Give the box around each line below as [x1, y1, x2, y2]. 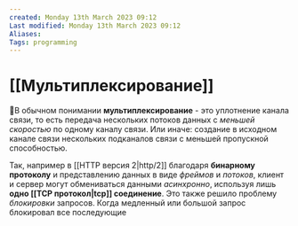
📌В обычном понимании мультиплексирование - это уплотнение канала [9, 105, 289, 116]
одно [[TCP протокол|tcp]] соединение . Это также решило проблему [9, 188, 278, 199]
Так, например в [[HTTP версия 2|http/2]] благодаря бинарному [9, 160, 255, 171]
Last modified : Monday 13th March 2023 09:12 [9, 21, 181, 30]
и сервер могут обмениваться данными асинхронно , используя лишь [9, 179, 277, 190]
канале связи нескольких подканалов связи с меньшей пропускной [9, 134, 269, 144]
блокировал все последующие [9, 207, 127, 218]
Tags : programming [9, 37, 77, 47]
